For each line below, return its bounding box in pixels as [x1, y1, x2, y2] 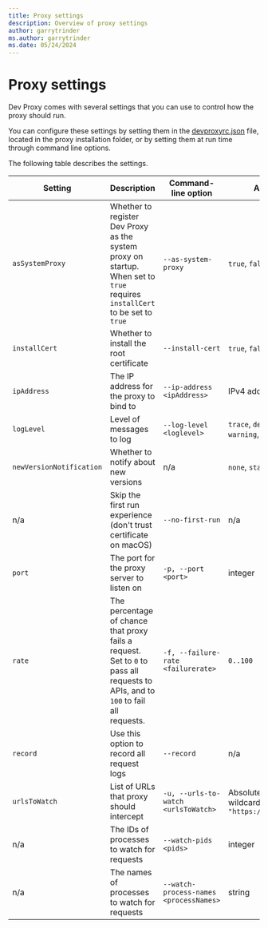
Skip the [110, 490, 141, 501]
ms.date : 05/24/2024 [8, 42, 77, 50]
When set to [110, 271, 156, 282]
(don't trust [110, 520, 152, 531]
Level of [110, 414, 140, 425]
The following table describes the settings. [8, 159, 149, 169]
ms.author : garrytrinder [8, 34, 91, 42]
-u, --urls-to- [163, 789, 221, 799]
